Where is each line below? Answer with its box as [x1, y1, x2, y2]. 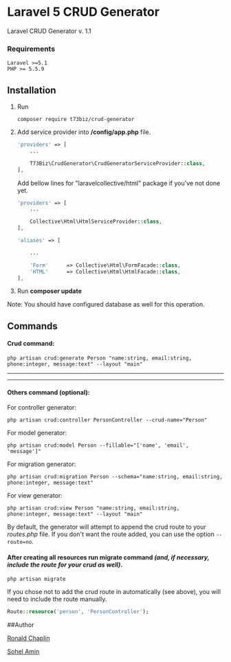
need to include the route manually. [7, 595, 107, 604]
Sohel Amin [7, 648, 40, 656]
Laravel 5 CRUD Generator [7, 4, 160, 20]
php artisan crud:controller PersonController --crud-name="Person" [7, 417, 208, 423]
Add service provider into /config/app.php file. [16, 128, 151, 136]
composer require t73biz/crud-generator [16, 116, 135, 123]
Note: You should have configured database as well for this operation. [7, 300, 205, 309]
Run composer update [16, 287, 82, 296]
